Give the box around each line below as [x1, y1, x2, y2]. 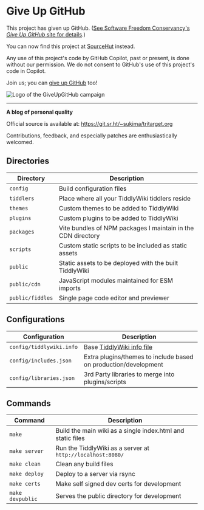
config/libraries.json [9, 374, 75, 381]
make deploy [9, 470, 44, 478]
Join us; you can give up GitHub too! [6, 79, 98, 86]
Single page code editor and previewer [58, 294, 170, 302]
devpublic [9, 495, 38, 503]
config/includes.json [9, 357, 72, 364]
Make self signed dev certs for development [55, 480, 182, 488]
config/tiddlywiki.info [9, 343, 78, 350]
